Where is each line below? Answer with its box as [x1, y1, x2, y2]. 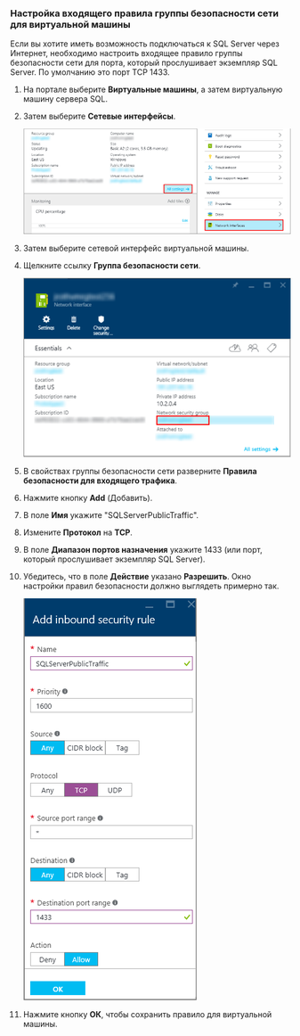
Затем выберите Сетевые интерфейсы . [22, 111, 176, 122]
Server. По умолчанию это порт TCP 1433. [10, 67, 170, 78]
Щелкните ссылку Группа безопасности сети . [22, 259, 201, 270]
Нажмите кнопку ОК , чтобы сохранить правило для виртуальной [22, 1009, 272, 1020]
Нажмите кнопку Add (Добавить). [22, 493, 153, 504]
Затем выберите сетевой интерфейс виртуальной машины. [22, 243, 249, 253]
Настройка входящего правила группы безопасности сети [10, 7, 280, 20]
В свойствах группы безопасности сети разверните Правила [22, 466, 257, 477]
